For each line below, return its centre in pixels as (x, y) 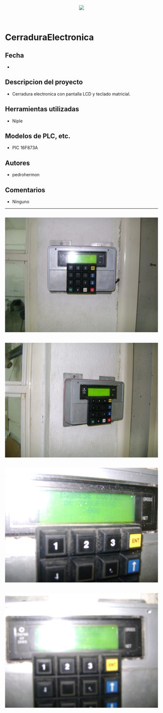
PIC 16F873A (25, 148)
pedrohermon (26, 175)
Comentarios (25, 190)
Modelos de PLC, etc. (38, 136)
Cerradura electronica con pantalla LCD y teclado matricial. (71, 94)
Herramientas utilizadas (42, 109)
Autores (17, 163)
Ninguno (21, 202)
